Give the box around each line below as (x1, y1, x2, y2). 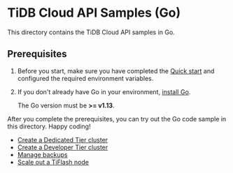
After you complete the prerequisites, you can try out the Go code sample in (7, 114, 227, 123)
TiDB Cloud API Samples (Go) (7, 5, 181, 21)
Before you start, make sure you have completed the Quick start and (17, 66, 215, 75)
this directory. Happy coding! (7, 122, 91, 130)
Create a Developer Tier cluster (17, 143, 108, 151)
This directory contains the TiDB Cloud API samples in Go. (7, 28, 175, 36)
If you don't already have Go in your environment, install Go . (17, 87, 191, 96)
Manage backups (17, 150, 68, 158)
